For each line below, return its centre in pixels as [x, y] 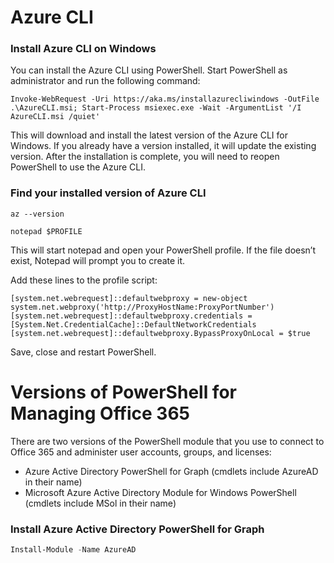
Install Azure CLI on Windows [83, 49]
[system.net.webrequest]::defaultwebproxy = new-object [129, 298]
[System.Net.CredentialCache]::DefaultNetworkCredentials [133, 324]
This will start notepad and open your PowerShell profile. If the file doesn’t [163, 250]
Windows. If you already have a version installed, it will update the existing [163, 146]
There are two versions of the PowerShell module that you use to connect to [167, 441]
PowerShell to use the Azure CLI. [78, 167]
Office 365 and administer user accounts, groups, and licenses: [141, 452]
